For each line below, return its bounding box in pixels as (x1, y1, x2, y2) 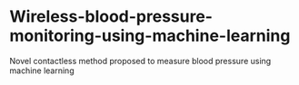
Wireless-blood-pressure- (9, 6, 214, 27)
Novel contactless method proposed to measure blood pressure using (9, 55, 272, 66)
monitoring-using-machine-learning (9, 25, 291, 46)
